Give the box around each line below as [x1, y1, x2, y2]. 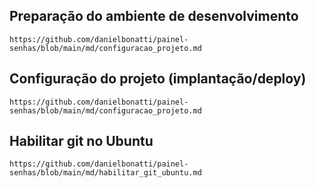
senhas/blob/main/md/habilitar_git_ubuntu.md [9, 168, 202, 178]
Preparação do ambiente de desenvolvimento [9, 8, 299, 25]
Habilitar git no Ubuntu [9, 133, 154, 150]
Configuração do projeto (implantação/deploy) [9, 70, 307, 88]
